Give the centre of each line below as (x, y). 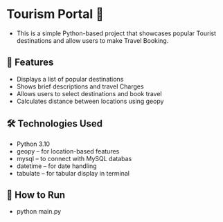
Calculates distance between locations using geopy (90, 101)
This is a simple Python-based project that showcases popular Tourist (116, 33)
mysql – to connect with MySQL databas (74, 158)
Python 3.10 (33, 144)
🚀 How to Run (36, 195)
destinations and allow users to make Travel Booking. (92, 40)
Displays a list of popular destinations (70, 79)
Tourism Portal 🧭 (55, 14)
